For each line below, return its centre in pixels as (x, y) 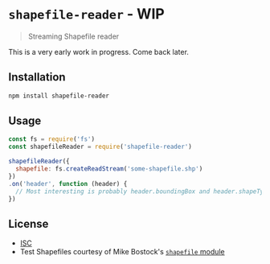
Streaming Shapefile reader (74, 36)
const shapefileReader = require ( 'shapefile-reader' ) (100, 147)
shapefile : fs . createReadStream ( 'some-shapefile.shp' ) (109, 169)
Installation (37, 77)
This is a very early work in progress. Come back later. (98, 52)
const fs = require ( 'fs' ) (51, 139)
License (29, 223)
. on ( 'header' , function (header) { (68, 184)
